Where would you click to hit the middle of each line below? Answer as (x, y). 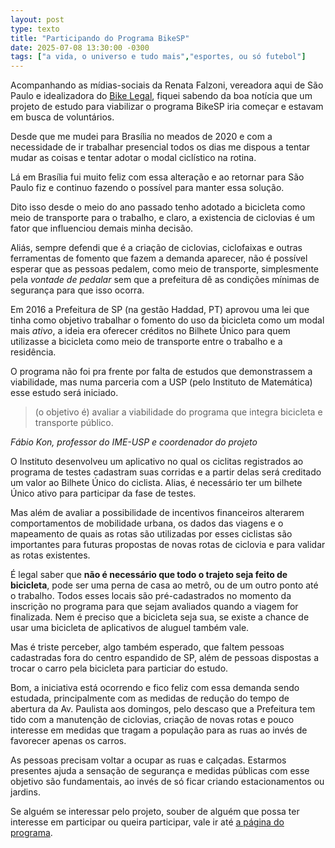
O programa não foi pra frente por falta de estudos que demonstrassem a (161, 372)
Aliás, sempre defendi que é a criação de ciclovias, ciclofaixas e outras (156, 248)
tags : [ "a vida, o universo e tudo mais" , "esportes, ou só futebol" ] (158, 57)
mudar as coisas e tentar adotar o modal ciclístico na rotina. (133, 158)
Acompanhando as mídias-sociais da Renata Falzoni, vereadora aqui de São (167, 85)
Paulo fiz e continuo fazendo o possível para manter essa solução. (147, 188)
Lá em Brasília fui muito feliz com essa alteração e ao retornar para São (157, 177)
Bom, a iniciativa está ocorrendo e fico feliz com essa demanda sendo (155, 688)
